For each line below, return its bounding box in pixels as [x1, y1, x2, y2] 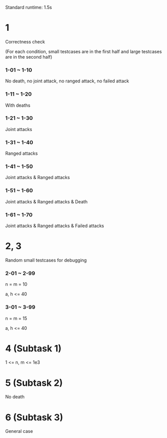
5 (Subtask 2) [5, 377, 63, 388]
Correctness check [5, 38, 46, 45]
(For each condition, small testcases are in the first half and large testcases [5, 48, 162, 55]
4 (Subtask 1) [5, 342, 62, 354]
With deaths [5, 102, 30, 108]
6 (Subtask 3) [5, 412, 63, 423]
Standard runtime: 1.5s [5, 5, 52, 10]
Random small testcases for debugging [5, 257, 87, 263]
